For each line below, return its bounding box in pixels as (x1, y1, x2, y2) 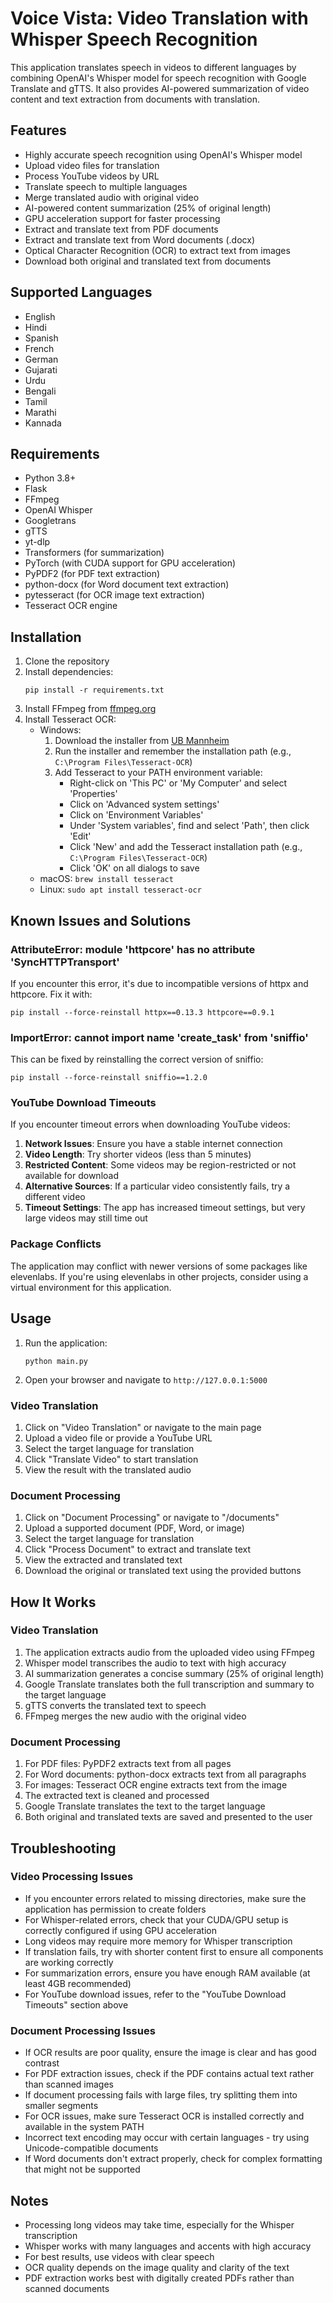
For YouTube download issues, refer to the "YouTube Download (24, 1988, 287, 2000)
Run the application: (24, 1337, 108, 1349)
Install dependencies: (24, 666, 114, 678)
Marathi (24, 406, 57, 418)
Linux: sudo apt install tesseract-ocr (39, 883, 202, 896)
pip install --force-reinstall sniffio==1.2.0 (10, 1073, 208, 1083)
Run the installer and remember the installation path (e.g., (54, 745, 292, 757)
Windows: (39, 724, 82, 736)
